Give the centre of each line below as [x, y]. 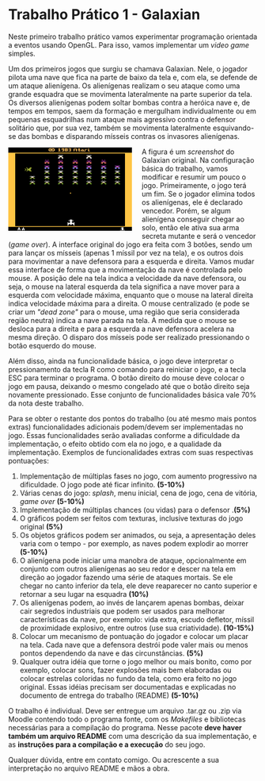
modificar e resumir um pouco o [194, 177]
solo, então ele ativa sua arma [191, 227]
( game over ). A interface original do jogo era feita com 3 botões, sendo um [130, 244]
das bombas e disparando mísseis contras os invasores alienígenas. [129, 136]
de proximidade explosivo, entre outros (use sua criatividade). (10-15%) [137, 628]
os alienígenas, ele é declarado [193, 202]
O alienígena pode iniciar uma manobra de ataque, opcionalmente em [133, 560]
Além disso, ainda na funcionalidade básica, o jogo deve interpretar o [121, 361]
